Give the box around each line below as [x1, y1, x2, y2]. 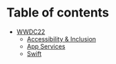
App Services [26, 42, 66, 50]
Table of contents [6, 5, 110, 21]
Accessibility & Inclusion [26, 34, 97, 43]
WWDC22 [16, 28, 46, 36]
